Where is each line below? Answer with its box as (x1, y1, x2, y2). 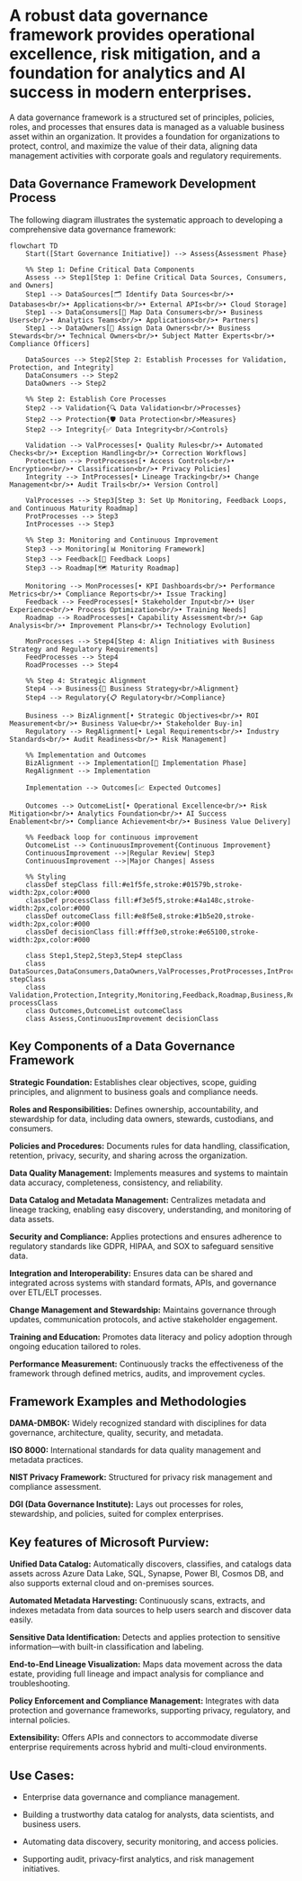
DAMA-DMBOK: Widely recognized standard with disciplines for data (9, 1418, 267, 1429)
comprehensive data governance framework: (9, 224, 177, 234)
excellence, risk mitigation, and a (9, 44, 261, 64)
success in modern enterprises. (9, 82, 253, 103)
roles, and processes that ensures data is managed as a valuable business (9, 121, 285, 132)
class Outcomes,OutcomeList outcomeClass (25, 1006, 182, 1015)
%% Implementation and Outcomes (25, 750, 147, 760)
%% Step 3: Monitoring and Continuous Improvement (25, 535, 219, 544)
